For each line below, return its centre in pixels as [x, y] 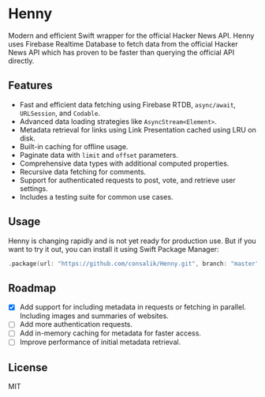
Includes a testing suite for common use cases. [96, 197]
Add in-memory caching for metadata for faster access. [110, 333]
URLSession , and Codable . [60, 113]
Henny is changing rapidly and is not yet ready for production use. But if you [132, 241]
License [28, 367]
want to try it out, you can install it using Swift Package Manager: [114, 249]
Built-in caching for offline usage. [74, 146]
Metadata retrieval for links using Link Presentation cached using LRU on [138, 129]
